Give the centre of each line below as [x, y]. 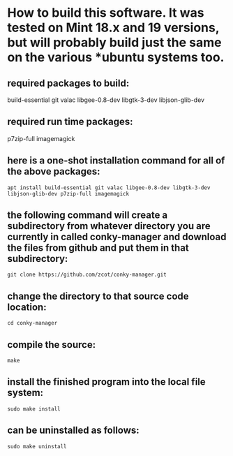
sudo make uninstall [37, 446]
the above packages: [54, 171]
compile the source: [52, 345]
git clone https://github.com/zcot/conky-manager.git [87, 275]
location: [27, 307]
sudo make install [34, 409]
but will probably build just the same [114, 43]
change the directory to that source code [98, 296]
